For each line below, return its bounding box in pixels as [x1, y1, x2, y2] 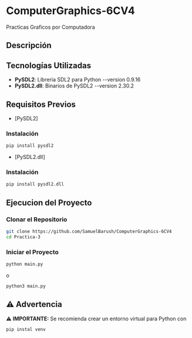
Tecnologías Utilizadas [6, 60, 92, 70]
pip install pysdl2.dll [6, 181, 65, 187]
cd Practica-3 [6, 234, 41, 240]
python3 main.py [6, 283, 46, 289]
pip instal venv [6, 326, 46, 332]
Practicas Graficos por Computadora [6, 23, 95, 31]
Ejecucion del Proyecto [6, 198, 92, 208]
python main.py [6, 261, 43, 268]
